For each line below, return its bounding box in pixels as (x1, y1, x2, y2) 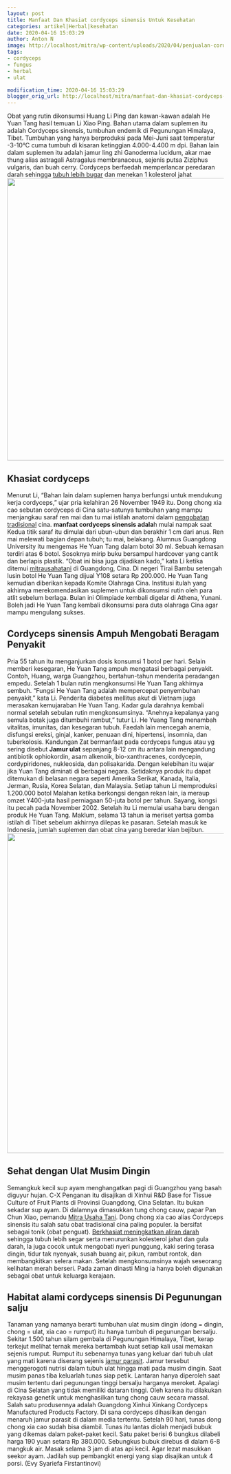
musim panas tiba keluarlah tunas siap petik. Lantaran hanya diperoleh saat (7, 1371, 221, 1380)
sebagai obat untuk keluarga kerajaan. (7, 1271, 115, 1280)
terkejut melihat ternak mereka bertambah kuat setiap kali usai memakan (7, 1342, 213, 1351)
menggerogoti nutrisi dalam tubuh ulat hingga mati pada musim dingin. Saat (7, 1364, 222, 1373)
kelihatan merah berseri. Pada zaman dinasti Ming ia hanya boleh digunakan (7, 1264, 223, 1272)
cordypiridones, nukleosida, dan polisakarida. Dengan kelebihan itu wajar (7, 759, 214, 768)
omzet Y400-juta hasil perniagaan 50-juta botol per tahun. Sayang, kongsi (7, 796, 217, 805)
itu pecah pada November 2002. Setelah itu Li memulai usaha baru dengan (7, 803, 220, 811)
